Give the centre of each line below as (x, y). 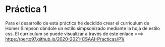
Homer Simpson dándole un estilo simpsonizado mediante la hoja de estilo (83, 28)
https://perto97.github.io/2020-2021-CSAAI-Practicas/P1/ (65, 39)
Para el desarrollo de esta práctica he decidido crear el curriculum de (77, 23)
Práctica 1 (26, 9)
